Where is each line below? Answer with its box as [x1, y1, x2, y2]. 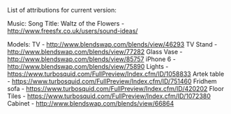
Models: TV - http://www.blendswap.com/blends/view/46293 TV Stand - [7, 40, 218, 48]
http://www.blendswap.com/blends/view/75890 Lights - [7, 63, 169, 70]
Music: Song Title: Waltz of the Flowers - [7, 19, 124, 27]
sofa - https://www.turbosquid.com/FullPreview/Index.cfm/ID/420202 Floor [7, 85, 225, 92]
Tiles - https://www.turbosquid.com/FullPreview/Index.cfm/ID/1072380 [7, 92, 211, 100]
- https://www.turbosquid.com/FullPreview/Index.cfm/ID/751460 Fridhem [7, 77, 218, 85]
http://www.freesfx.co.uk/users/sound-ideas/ [7, 27, 138, 35]
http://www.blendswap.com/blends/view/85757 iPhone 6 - [7, 55, 176, 63]
